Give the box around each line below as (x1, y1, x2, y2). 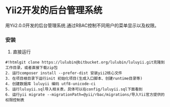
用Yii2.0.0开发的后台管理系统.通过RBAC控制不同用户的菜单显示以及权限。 (5, 22, 159, 28)
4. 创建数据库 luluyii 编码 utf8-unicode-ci (5, 82, 96, 87)
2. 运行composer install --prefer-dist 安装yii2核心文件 (5, 70, 123, 76)
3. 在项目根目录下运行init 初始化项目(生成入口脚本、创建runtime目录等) (5, 76, 143, 81)
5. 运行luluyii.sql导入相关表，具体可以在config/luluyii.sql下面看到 (5, 87, 143, 92)
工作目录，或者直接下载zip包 (5, 65, 58, 70)
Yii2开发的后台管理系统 (5, 5, 103, 16)
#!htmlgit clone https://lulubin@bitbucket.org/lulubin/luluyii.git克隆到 (5, 60, 165, 65)
